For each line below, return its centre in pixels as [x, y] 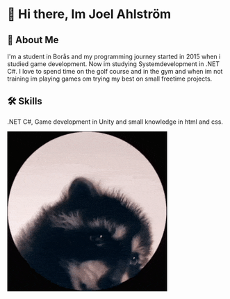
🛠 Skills [25, 101]
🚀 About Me [33, 40]
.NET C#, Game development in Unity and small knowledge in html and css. [115, 122]
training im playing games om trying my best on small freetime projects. [110, 79]
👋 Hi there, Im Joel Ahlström [89, 14]
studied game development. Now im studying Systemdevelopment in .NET [114, 64]
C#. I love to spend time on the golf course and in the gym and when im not [115, 71]
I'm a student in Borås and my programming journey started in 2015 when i [114, 56]
